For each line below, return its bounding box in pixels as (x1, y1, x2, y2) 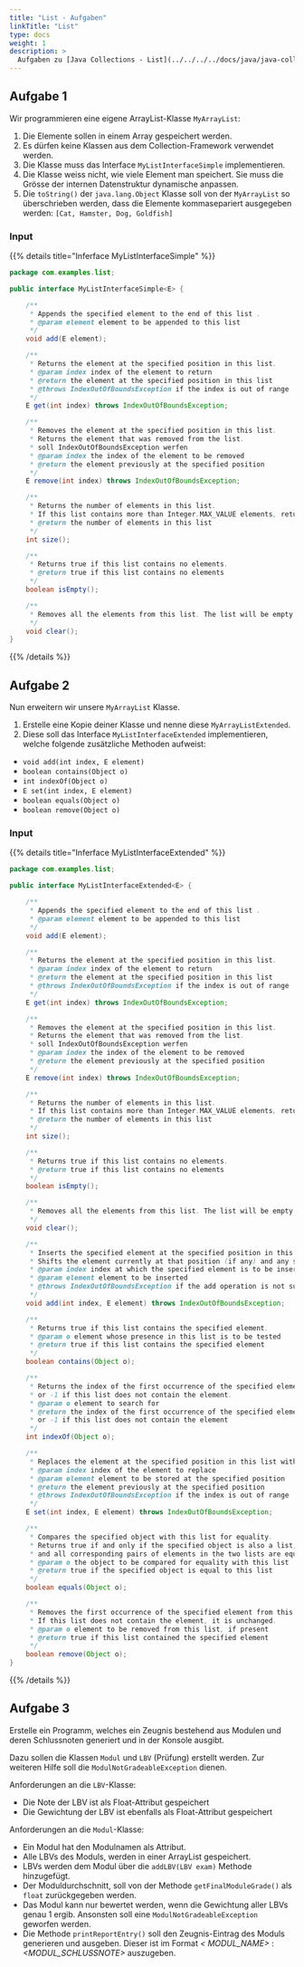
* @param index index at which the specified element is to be (29, 1265, 273, 1274)
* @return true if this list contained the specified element (29, 1633, 270, 1642)
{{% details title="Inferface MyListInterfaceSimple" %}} (9, 251, 215, 262)
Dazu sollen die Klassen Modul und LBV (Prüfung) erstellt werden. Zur (9, 1751, 265, 1762)
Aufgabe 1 (9, 89, 68, 104)
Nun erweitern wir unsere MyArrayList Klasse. (9, 702, 181, 713)
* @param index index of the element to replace (29, 1465, 217, 1474)
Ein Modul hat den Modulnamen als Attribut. (22, 1841, 187, 1852)
